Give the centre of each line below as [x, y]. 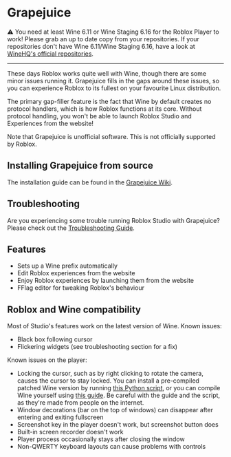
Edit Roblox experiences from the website [76, 273]
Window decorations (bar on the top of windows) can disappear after [115, 410]
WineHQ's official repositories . [51, 54]
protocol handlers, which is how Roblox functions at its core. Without [104, 109]
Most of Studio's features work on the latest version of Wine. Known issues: [114, 326]
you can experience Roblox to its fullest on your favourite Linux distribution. [114, 88]
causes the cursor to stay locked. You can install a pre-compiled [108, 381]
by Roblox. [22, 144]
